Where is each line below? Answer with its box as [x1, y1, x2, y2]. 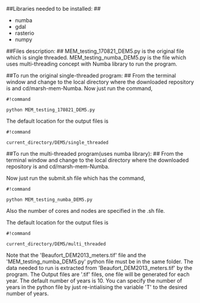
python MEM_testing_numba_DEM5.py [6, 197, 93, 203]
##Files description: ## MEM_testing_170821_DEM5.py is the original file [6, 47, 184, 55]
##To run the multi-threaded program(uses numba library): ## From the [6, 150, 184, 157]
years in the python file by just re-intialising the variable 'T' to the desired [6, 284, 187, 290]
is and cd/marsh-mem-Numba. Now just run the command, [6, 85, 153, 92]
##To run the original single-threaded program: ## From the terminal [6, 72, 176, 79]
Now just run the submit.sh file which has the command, [6, 174, 145, 182]
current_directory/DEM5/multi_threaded [6, 241, 106, 247]
